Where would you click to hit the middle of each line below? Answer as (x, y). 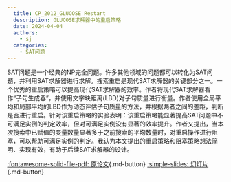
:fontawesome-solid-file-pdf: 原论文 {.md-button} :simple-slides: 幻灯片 (108, 164)
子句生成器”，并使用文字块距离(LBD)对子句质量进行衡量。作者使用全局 (115, 98)
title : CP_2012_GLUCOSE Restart (60, 13)
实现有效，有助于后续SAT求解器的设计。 (76, 149)
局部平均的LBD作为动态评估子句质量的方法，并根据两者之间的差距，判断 (121, 106)
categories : (31, 45)
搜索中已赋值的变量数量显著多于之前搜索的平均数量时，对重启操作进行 (112, 132)
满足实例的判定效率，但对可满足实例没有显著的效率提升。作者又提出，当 (115, 124)
